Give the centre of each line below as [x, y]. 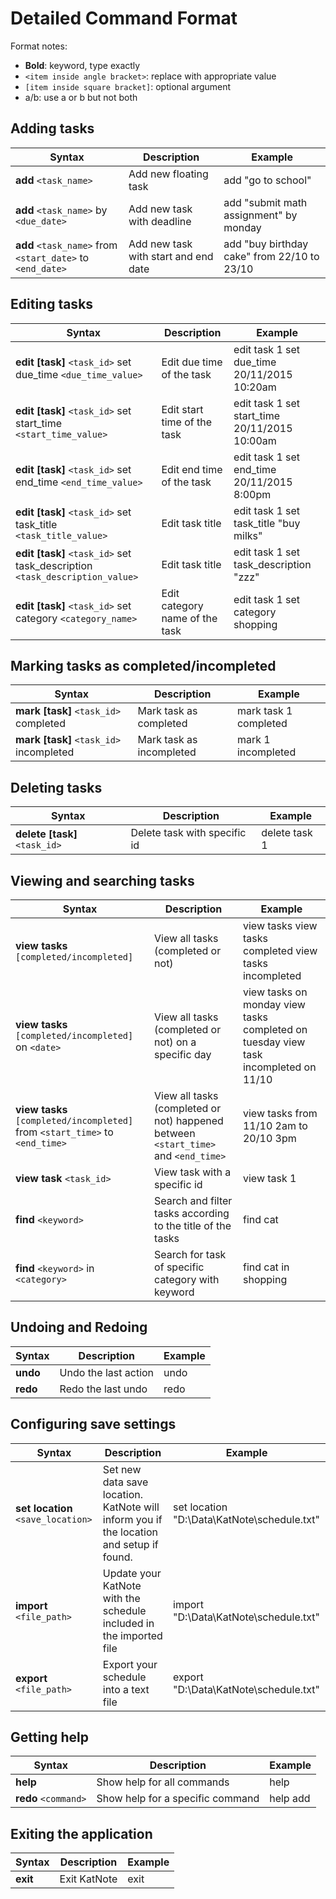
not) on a [175, 1042]
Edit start [182, 409]
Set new [122, 1469]
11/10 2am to [275, 1125]
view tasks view [280, 925]
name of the [189, 618]
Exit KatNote [88, 1879]
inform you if [132, 1519]
